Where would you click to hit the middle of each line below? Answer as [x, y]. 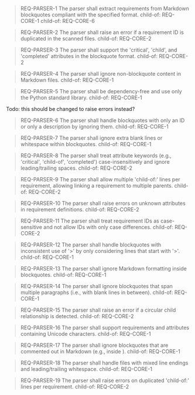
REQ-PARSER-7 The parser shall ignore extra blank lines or [91, 138]
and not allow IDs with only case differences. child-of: [109, 227]
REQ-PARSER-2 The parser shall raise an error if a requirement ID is [102, 32]
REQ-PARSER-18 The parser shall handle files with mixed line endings [104, 363]
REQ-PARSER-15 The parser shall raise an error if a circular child [98, 310]
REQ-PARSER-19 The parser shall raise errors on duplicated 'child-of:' [105, 380]
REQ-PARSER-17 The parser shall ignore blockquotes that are [94, 345]
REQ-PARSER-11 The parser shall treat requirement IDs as [90, 221]
